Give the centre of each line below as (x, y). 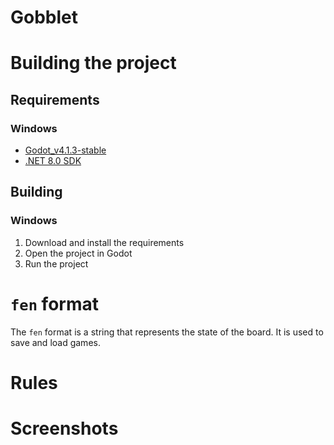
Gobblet (44, 17)
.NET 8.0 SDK (53, 161)
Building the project (93, 63)
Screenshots (64, 428)
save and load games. (55, 342)
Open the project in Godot (78, 253)
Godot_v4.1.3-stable (65, 150)
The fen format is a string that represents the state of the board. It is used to (167, 332)
